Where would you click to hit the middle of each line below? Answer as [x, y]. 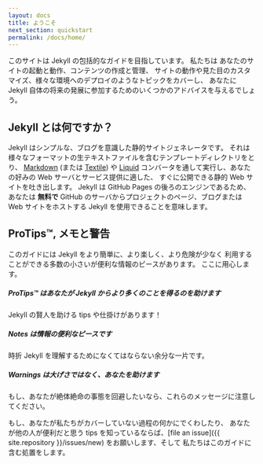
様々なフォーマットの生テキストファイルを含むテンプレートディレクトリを [128, 157]
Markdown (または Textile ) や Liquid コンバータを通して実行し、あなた [137, 168]
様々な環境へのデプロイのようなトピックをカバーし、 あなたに [136, 80]
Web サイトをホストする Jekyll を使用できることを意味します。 [110, 207]
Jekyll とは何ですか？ [61, 127]
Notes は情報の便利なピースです [60, 334]
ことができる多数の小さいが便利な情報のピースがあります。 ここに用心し [126, 263]
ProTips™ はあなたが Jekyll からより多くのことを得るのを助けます [115, 293]
